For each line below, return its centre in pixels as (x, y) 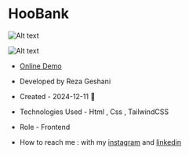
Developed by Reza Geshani (65, 81)
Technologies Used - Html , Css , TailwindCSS (94, 112)
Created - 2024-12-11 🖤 (57, 96)
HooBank (38, 14)
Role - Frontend (45, 127)
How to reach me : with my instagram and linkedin (100, 142)
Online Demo (40, 66)
